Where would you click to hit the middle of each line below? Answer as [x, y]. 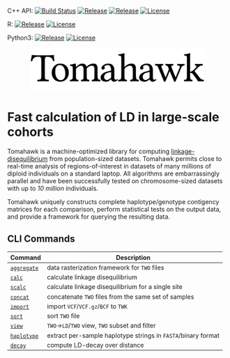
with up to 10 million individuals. [53, 189]
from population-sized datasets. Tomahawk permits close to [136, 159]
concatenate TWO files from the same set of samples [121, 297]
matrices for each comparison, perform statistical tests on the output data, [114, 210]
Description [133, 257]
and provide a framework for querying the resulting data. [89, 217]
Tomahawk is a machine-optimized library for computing [89, 151]
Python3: [20, 38]
